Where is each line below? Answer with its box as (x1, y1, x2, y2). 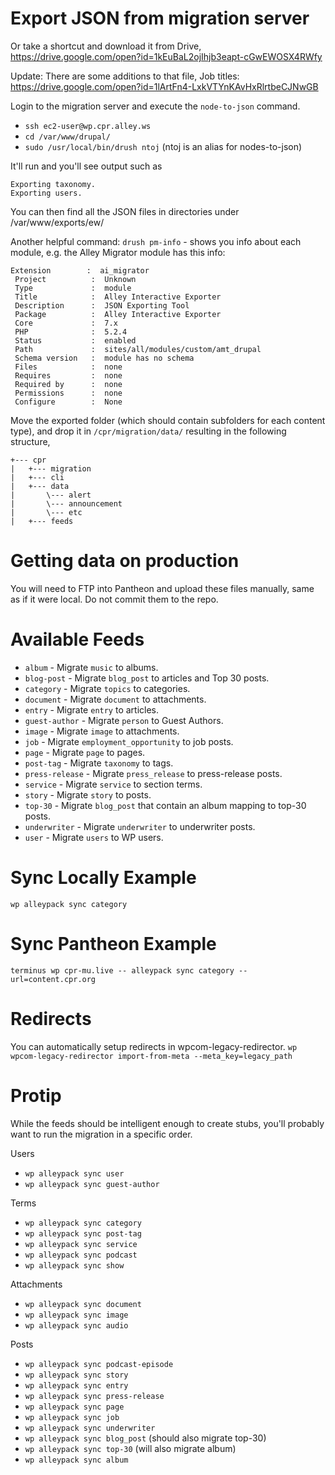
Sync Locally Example (10, 867, 197, 889)
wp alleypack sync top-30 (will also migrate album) (24, 1442, 237, 1454)
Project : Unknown (14, 274, 137, 284)
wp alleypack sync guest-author (24, 1179, 160, 1189)
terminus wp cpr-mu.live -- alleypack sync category (10, 965, 235, 976)
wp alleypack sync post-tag (24, 1228, 142, 1239)
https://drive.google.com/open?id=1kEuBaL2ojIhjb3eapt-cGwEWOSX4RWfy (10, 50, 323, 62)
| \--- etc (10, 507, 83, 517)
